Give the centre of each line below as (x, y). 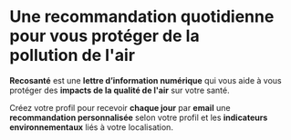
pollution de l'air (72, 55)
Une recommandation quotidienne (142, 17)
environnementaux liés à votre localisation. (91, 127)
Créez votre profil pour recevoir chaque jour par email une (120, 107)
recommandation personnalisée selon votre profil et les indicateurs (139, 117)
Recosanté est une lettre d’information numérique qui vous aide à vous (145, 80)
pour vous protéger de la (104, 36)
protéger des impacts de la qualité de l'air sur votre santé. (120, 90)
